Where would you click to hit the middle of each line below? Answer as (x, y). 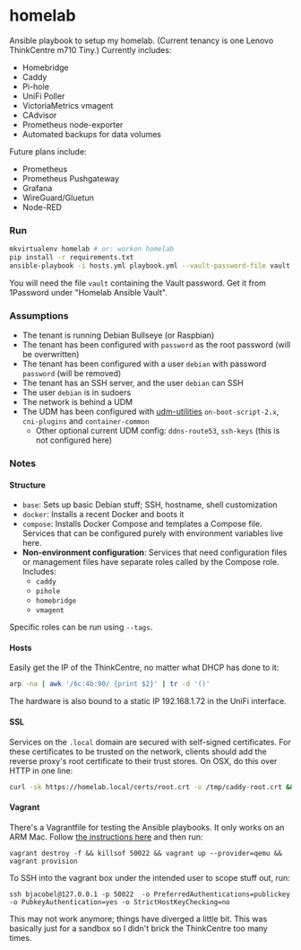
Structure (28, 485)
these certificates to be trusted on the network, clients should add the (138, 752)
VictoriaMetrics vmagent (68, 105)
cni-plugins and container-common (86, 421)
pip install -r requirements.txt (72, 258)
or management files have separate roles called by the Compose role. (150, 562)
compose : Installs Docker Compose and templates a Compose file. (142, 524)
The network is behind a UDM (77, 402)
